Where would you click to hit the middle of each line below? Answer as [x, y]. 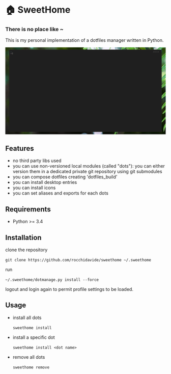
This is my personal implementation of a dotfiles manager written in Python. [84, 40]
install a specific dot [34, 337]
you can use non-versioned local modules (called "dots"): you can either [89, 166]
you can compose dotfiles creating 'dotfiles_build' [65, 177]
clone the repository [26, 250]
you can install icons [34, 188]
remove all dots [29, 357]
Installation [23, 237]
